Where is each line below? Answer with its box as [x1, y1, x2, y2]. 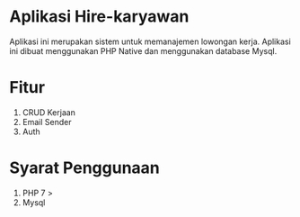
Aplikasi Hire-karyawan [9, 6, 190, 27]
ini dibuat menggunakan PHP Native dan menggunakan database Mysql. [9, 45, 278, 56]
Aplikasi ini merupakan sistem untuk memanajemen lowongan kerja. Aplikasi [9, 36, 292, 47]
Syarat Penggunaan [9, 158, 160, 178]
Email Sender [22, 116, 72, 127]
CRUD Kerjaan [22, 106, 76, 118]
